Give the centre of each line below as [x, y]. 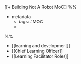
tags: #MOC [31, 22]
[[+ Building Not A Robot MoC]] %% [41, 7]
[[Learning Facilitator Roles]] [40, 56]
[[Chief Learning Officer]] [37, 51]
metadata [21, 16]
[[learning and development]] [41, 46]
